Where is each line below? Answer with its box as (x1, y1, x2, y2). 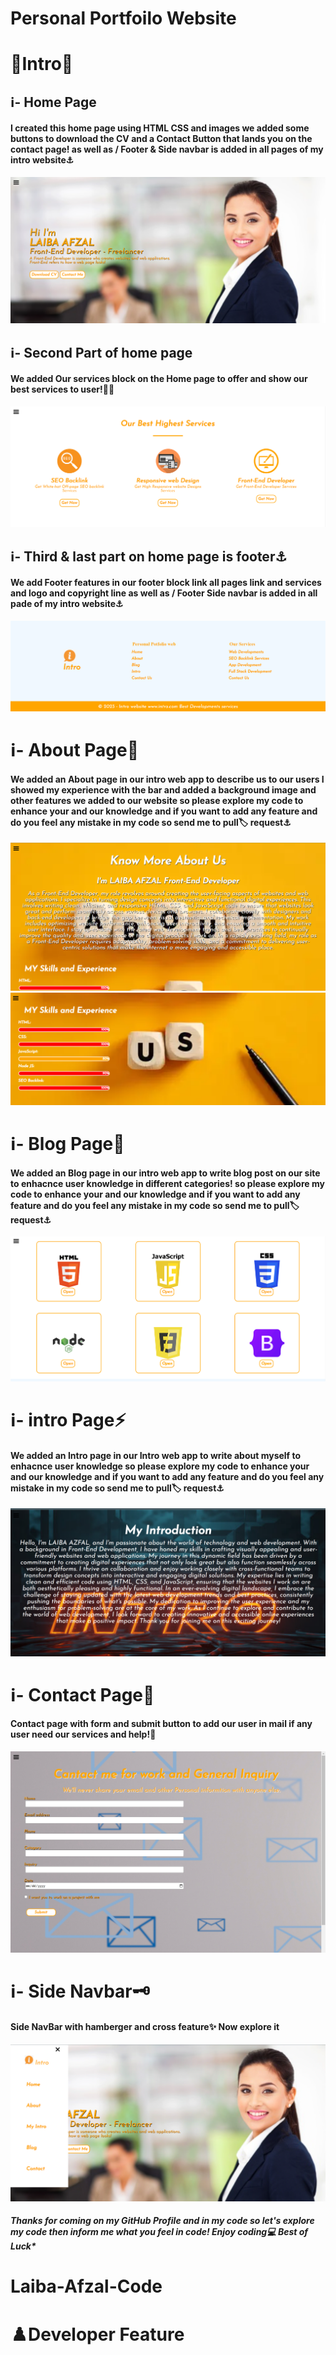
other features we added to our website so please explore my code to (10, 794, 304, 806)
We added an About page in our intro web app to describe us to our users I (10, 773, 325, 785)
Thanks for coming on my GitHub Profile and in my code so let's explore (10, 2215, 315, 2227)
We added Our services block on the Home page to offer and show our (10, 373, 308, 385)
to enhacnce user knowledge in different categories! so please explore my (10, 1177, 325, 1189)
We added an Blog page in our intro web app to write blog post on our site (10, 1167, 321, 1179)
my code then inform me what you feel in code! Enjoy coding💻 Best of (10, 2226, 309, 2238)
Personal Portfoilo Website (10, 7, 237, 30)
